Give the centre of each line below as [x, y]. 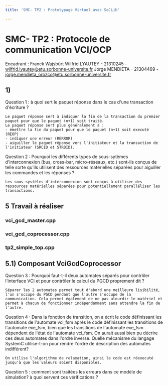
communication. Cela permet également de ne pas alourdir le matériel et [84, 299]
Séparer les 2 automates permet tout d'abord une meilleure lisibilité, [83, 290]
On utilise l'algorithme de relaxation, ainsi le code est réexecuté [79, 358]
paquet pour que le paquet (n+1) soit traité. [55, 121]
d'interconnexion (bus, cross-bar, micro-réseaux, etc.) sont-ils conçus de [81, 162]
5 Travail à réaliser [35, 206]
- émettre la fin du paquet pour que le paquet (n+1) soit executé [77, 130]
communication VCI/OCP [58, 49]
